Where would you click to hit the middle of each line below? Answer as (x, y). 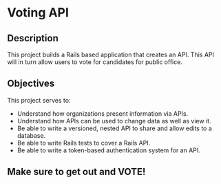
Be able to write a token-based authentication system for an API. (109, 150)
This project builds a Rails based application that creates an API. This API (111, 54)
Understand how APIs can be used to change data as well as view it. (114, 121)
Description (33, 38)
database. (31, 135)
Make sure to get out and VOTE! (76, 172)
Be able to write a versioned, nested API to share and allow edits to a (114, 128)
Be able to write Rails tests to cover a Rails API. (84, 143)
